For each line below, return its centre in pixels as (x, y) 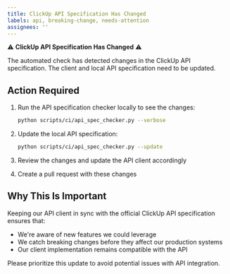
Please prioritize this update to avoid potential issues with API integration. (114, 263)
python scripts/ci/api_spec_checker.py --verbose (92, 121)
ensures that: (26, 220)
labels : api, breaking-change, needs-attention (78, 20)
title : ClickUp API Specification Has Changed (77, 14)
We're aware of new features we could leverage (87, 234)
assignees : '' (28, 27)
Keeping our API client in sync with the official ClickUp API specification (111, 213)
